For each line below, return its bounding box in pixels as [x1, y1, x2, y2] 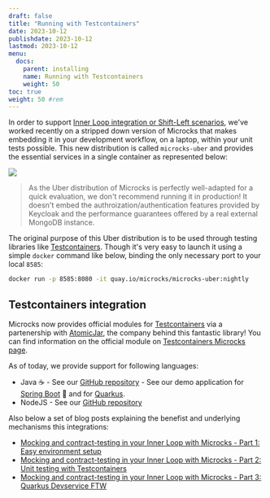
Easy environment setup [20, 446, 102, 456]
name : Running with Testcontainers [23, 72, 144, 81]
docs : [15, 58, 35, 66]
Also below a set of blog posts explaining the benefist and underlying [8, 413, 241, 423]
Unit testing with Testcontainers [20, 463, 128, 473]
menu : [8, 50, 27, 58]
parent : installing [23, 65, 89, 73]
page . [8, 345, 28, 355]
